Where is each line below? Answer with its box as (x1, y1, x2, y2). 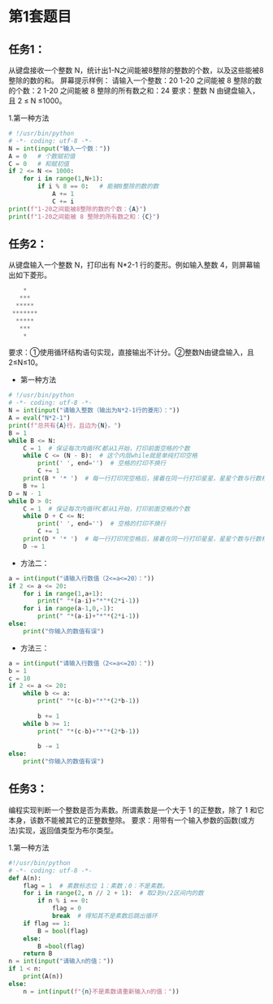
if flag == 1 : (23, 919, 71, 928)
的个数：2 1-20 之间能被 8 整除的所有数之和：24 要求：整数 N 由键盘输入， (8, 86, 260, 95)
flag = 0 (51, 904, 82, 913)
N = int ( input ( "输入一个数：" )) (8, 144, 111, 153)
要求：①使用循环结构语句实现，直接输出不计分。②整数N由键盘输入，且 (8, 347, 254, 358)
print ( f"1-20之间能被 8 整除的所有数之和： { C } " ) (8, 212, 160, 220)
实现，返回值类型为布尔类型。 (18, 825, 119, 835)
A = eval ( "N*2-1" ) (8, 414, 71, 423)
